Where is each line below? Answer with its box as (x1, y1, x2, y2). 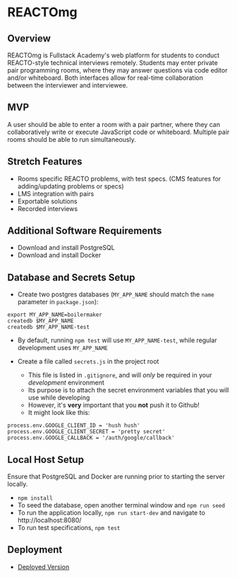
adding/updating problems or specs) (17, 181, 125, 191)
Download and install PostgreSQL (17, 243, 115, 252)
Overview (7, 32, 51, 44)
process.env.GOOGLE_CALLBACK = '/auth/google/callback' (7, 435, 175, 442)
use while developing (28, 393, 90, 402)
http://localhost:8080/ (17, 516, 82, 524)
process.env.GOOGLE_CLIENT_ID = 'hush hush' (7, 422, 140, 429)
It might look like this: (28, 409, 90, 417)
